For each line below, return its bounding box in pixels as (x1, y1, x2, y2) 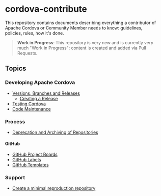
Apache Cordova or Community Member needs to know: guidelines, (5, 25, 143, 30)
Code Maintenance (12, 106, 51, 112)
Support (5, 174, 26, 181)
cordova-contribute (5, 3, 87, 15)
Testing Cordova (12, 101, 46, 107)
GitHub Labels (12, 157, 41, 163)
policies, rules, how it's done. (5, 30, 64, 36)
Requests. (17, 50, 38, 56)
